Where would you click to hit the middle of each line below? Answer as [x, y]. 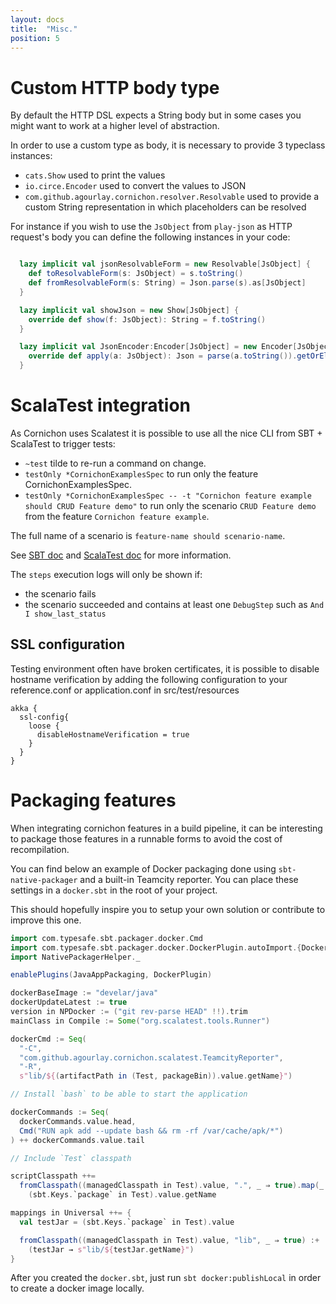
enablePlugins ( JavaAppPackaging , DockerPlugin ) [111, 975]
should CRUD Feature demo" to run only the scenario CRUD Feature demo [170, 505]
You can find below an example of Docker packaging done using [143, 868]
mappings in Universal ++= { [71, 1213]
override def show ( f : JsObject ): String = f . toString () [147, 319]
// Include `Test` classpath [71, 1158]
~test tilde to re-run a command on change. [115, 463]
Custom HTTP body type [115, 87]
